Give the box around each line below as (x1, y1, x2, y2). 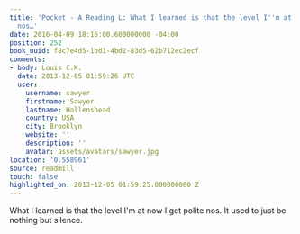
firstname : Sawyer (25, 96, 95, 106)
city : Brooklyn (25, 122, 83, 131)
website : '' (25, 130, 70, 139)
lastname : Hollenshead (25, 105, 111, 114)
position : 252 (9, 38, 63, 48)
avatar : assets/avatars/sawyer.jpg (25, 147, 159, 156)
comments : (9, 55, 47, 64)
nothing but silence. (9, 215, 83, 226)
